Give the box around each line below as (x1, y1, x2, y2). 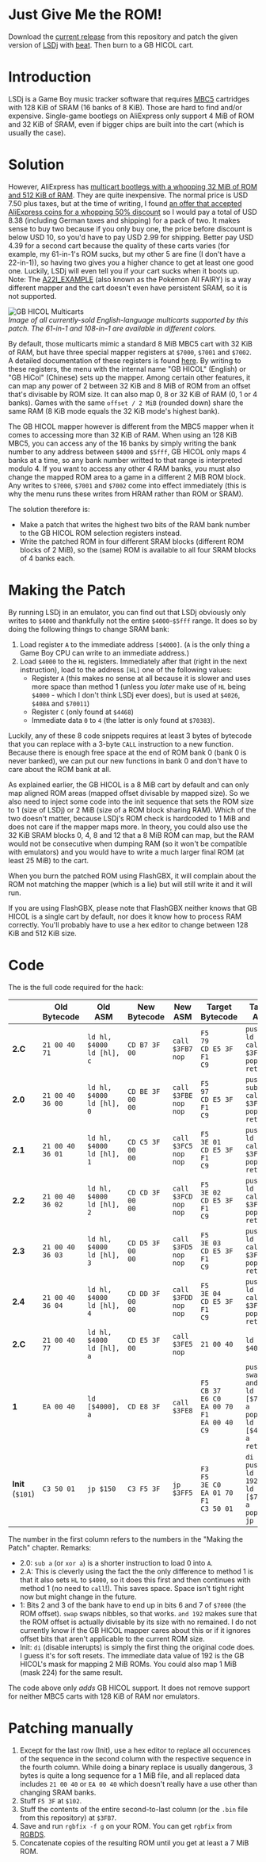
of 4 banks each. (19, 553, 75, 563)
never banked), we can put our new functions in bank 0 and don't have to (8, 755, 248, 766)
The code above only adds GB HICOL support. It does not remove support (8, 1683, 251, 1692)
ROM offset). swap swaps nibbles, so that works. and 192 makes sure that (19, 1608, 257, 1618)
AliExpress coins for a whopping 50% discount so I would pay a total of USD (8, 207, 257, 216)
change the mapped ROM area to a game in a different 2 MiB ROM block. (8, 472, 246, 481)
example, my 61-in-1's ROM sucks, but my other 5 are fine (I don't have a (8, 249, 246, 258)
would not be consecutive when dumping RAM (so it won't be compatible (8, 839, 248, 848)
